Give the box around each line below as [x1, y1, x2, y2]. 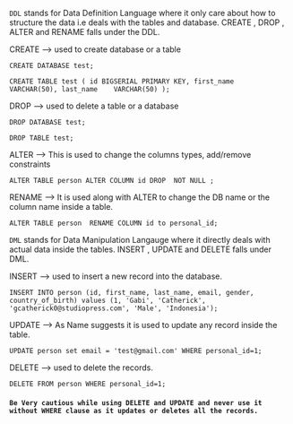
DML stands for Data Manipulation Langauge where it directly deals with [9, 235, 271, 245]
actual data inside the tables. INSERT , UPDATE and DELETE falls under [9, 244, 271, 255]
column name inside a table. [9, 202, 114, 212]
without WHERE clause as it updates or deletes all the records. [9, 406, 258, 415]
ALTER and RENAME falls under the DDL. [9, 27, 160, 37]
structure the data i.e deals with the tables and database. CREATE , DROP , [9, 17, 285, 28]
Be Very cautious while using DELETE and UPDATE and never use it [9, 398, 263, 407]
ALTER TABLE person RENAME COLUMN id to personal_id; [9, 219, 219, 228]
